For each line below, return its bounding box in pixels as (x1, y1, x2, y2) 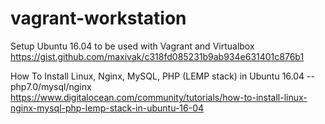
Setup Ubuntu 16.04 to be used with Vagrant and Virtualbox (10, 40, 255, 52)
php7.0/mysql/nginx (10, 80, 92, 92)
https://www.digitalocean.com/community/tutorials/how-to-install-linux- (10, 91, 308, 103)
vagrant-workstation (10, 7, 187, 30)
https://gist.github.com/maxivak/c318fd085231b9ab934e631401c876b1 (10, 50, 305, 62)
